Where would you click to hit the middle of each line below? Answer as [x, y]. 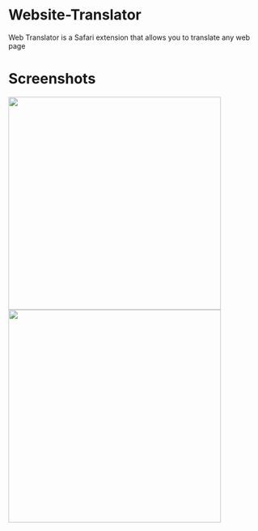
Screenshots [52, 79]
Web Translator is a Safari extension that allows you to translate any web [129, 37]
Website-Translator [75, 15]
